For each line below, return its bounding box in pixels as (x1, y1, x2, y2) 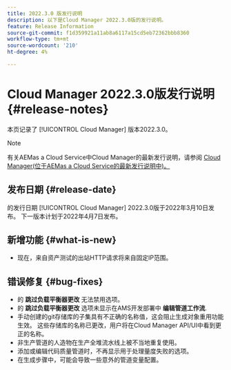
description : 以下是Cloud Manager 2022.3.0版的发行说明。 (7, 17, 167, 23)
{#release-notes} (7, 101, 109, 117)
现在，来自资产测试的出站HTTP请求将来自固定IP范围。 (17, 254, 172, 262)
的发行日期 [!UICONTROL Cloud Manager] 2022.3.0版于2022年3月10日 (7, 203, 209, 212)
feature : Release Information (7, 23, 94, 30)
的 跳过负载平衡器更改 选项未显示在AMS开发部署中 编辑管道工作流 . (17, 304, 207, 312)
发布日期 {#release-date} (7, 184, 117, 196)
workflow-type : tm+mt (7, 36, 70, 43)
